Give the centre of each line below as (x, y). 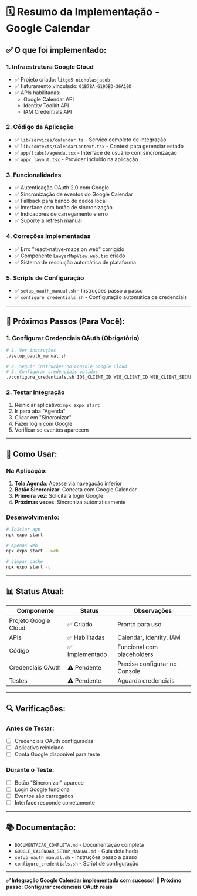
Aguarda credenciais (146, 681)
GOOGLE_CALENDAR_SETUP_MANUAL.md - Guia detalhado (76, 851)
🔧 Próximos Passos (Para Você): (65, 322)
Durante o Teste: (30, 770)
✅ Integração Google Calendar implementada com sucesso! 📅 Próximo (94, 880)
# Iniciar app (23, 530)
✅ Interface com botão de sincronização (63, 208)
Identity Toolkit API (46, 105)
